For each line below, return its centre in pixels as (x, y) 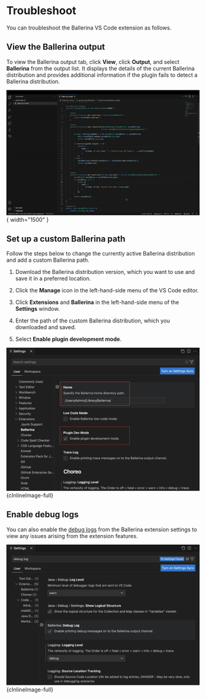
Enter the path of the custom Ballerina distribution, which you (93, 321)
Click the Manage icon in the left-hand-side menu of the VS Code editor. (107, 291)
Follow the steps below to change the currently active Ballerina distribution (101, 254)
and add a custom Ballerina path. (48, 260)
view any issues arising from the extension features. (72, 536)
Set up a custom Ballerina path (66, 239)
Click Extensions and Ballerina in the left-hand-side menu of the (97, 302)
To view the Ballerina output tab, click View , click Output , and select (93, 61)
